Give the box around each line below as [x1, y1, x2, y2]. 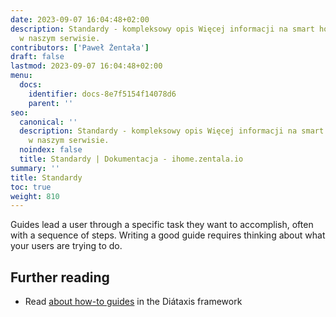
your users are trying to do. [10, 240, 123, 252]
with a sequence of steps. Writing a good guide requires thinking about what [10, 229, 326, 241]
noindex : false [19, 145, 83, 155]
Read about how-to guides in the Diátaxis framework [24, 296, 243, 308]
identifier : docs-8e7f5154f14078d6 [28, 89, 177, 99]
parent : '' [28, 98, 74, 108]
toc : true [10, 182, 52, 192]
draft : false [10, 52, 65, 62]
